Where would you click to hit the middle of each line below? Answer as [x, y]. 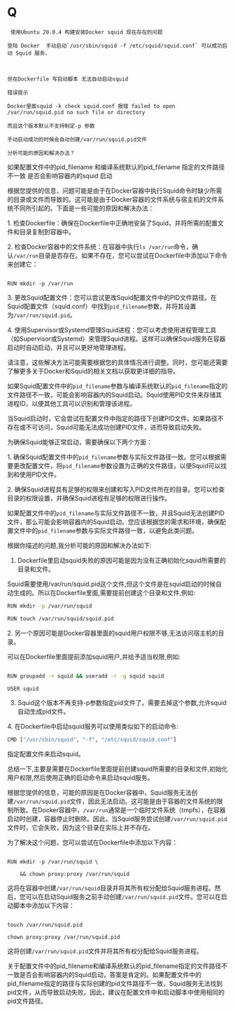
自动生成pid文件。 [43, 711]
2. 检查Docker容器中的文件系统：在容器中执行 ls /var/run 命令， [100, 247]
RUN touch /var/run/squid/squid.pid [60, 618]
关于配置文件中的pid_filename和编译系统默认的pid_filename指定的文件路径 [114, 966]
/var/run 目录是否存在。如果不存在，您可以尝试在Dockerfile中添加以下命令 [120, 255]
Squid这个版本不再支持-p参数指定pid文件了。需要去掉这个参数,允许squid [122, 703]
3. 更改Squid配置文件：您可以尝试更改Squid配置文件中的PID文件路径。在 [112, 297]
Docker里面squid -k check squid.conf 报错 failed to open [92, 106]
